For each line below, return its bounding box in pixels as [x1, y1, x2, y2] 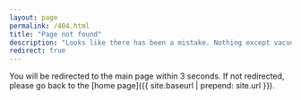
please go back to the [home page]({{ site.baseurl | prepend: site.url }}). [9, 80, 275, 91]
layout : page [9, 12, 58, 22]
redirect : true [9, 46, 66, 55]
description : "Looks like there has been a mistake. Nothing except [9, 37, 271, 47]
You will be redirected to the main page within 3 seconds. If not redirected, [9, 71, 285, 81]
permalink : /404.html [9, 21, 90, 30]
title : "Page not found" [9, 29, 102, 38]
